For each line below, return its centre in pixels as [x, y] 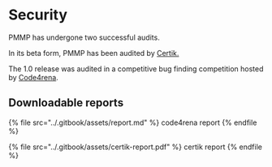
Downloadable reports [66, 103]
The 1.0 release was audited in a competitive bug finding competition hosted [136, 69]
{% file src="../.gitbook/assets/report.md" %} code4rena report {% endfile [133, 122]
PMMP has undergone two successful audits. [84, 37]
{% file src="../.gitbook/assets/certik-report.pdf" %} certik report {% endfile [135, 147]
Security [38, 15]
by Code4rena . [33, 77]
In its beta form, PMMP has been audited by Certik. [94, 53]
